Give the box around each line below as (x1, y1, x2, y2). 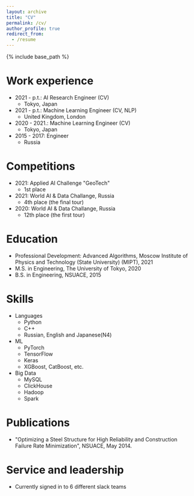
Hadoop (23, 388, 44, 396)
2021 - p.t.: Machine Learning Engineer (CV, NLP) (14, 106, 137, 114)
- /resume (11, 37, 36, 43)
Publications (6, 416, 70, 429)
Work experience (6, 74, 94, 88)
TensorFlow (23, 350, 53, 357)
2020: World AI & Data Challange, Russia (14, 205, 116, 212)
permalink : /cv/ (6, 20, 47, 26)
